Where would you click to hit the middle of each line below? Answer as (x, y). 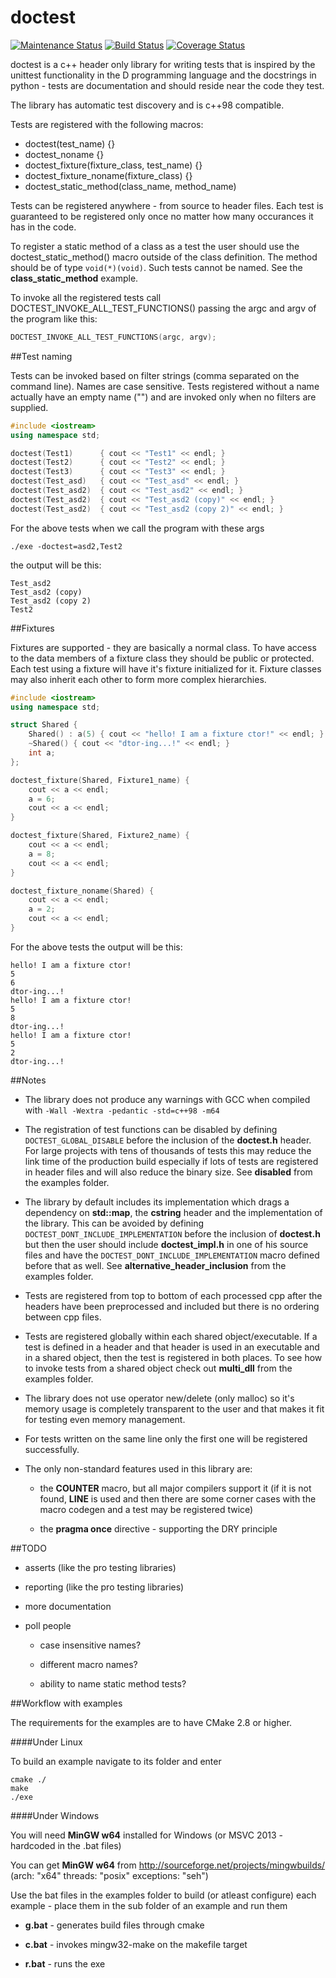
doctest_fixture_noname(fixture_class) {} (108, 175)
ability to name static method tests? (113, 1683)
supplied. (29, 407)
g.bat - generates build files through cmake (114, 1925)
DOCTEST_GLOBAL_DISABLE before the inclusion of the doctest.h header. (168, 1140)
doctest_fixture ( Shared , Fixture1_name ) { (100, 780)
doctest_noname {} (64, 154)
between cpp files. (63, 1317)
